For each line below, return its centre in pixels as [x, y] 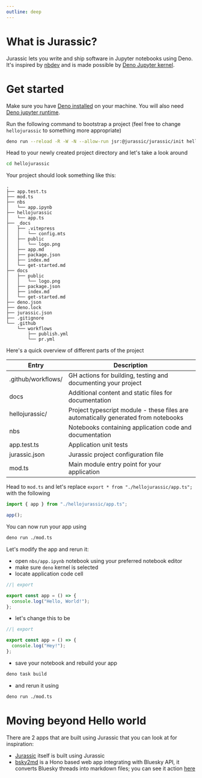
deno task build [26, 674]
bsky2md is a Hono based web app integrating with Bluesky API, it [97, 762]
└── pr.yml [41, 339]
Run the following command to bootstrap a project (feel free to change [93, 124]
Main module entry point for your [115, 465]
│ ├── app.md [25, 250]
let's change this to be [42, 618]
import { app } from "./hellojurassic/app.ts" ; [67, 504]
